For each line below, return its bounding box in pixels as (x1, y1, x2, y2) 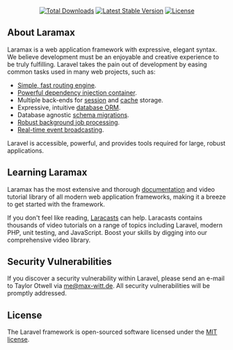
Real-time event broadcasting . (17, 125, 104, 134)
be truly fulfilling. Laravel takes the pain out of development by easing (7, 60, 207, 68)
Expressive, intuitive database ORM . (17, 103, 121, 112)
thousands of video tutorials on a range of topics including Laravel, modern (7, 220, 223, 229)
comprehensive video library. (7, 236, 91, 244)
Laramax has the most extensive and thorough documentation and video (7, 185, 216, 193)
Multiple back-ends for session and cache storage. (17, 96, 163, 104)
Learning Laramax (7, 167, 88, 178)
